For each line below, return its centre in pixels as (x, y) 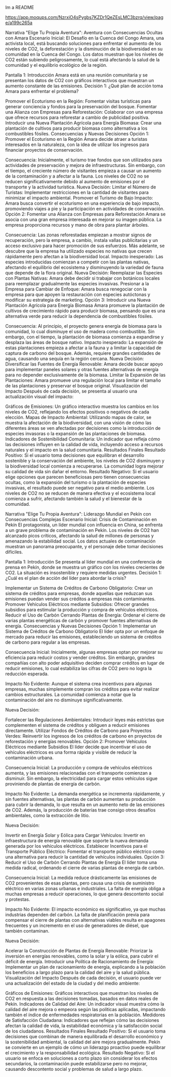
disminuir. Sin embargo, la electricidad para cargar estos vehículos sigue (81, 778)
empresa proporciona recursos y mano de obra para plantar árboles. (77, 225)
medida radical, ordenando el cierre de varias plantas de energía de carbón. (85, 868)
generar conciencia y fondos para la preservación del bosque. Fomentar (81, 106)
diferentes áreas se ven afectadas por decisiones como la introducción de (83, 428)
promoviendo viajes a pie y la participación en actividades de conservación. (85, 209)
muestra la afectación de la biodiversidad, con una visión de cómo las (78, 423)
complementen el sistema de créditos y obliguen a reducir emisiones (77, 725)
